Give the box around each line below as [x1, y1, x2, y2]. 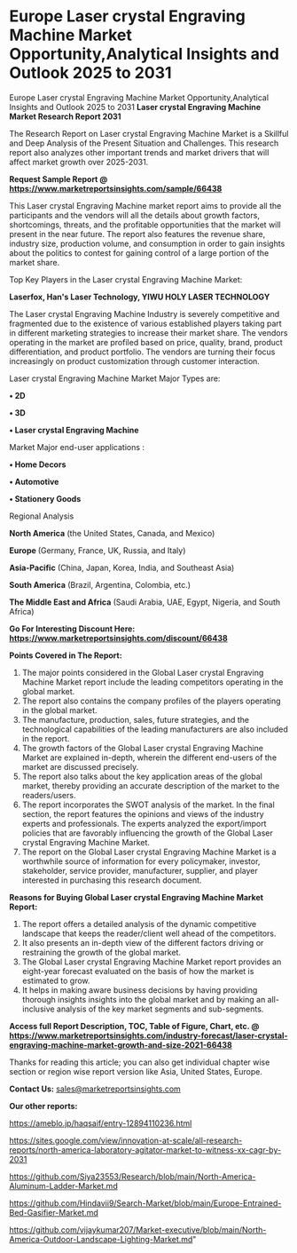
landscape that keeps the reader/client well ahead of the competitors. [21, 928, 277, 939]
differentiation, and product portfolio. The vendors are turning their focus [9, 346, 276, 357]
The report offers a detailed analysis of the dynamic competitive [21, 918, 257, 929]
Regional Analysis [9, 511, 74, 521]
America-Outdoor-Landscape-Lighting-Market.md [9, 1233, 193, 1244]
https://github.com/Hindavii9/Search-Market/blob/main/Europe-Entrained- [9, 1197, 282, 1209]
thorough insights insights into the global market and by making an [21, 994, 266, 1004]
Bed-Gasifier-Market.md [9, 1207, 99, 1217]
